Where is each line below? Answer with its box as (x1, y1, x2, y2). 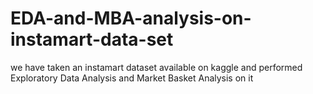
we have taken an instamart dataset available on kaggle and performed (10, 61, 303, 73)
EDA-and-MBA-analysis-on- (10, 7, 252, 30)
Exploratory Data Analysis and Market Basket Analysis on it (10, 72, 254, 84)
